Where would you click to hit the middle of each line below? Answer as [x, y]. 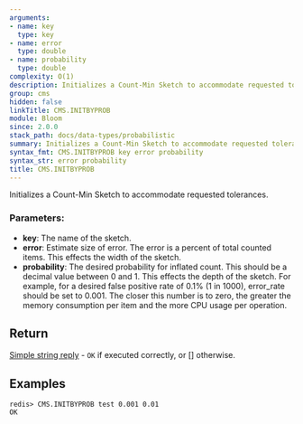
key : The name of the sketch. [77, 238]
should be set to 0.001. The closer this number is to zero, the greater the [156, 296]
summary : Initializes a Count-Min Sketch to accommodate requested [139, 144]
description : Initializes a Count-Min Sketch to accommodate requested [147, 85]
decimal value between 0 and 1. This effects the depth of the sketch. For [156, 276]
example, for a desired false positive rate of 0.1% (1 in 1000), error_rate [154, 286]
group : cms [30, 93]
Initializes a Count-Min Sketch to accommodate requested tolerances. [139, 194]
